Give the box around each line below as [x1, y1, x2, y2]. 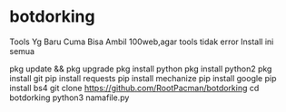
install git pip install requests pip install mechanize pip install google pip [9, 72, 277, 83]
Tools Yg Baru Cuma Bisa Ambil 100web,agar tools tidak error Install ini [9, 36, 274, 47]
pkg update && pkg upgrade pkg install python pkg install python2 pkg [9, 63, 272, 74]
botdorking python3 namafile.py [9, 92, 130, 103]
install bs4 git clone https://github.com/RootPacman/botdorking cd [9, 82, 260, 93]
